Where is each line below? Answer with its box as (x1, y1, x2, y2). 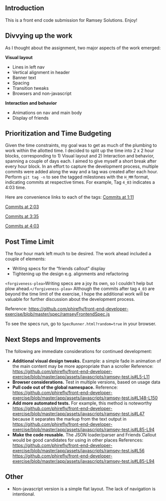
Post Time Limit (5, 237, 55, 246)
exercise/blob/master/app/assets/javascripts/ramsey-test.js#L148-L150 (12, 395, 158, 401)
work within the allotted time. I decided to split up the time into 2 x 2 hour (5, 147, 155, 153)
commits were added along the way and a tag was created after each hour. (5, 169, 159, 175)
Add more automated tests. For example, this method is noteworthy (12, 400, 152, 406)
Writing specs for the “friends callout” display (12, 266, 106, 272)
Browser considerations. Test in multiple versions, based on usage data (12, 379, 161, 385)
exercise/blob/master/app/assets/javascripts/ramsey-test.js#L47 (12, 411, 145, 417)
